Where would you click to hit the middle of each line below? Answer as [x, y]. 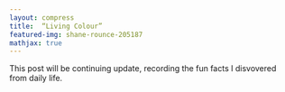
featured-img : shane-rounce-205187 [76, 34]
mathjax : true [36, 43]
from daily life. [36, 78]
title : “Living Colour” [56, 26]
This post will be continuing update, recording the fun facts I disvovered [143, 69]
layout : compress [42, 18]
